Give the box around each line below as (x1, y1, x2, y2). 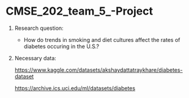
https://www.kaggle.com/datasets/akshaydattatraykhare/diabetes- (14, 66, 183, 74)
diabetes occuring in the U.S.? (23, 43, 99, 50)
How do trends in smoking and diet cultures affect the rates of (23, 36, 180, 43)
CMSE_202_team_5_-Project (6, 4, 154, 18)
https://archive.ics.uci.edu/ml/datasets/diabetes (14, 84, 136, 92)
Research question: (14, 24, 64, 32)
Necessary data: (14, 54, 56, 61)
